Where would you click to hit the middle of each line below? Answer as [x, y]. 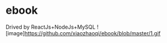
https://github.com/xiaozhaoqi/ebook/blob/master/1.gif [93, 33]
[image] [15, 33]
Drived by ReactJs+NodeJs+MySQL [51, 27]
